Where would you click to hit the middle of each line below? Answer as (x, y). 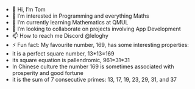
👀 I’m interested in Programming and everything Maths (80, 16)
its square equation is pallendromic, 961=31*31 (71, 60)
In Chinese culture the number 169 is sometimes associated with (93, 66)
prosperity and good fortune (48, 73)
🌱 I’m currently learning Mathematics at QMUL (70, 22)
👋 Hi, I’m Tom (29, 9)
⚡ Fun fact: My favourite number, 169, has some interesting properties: (100, 45)
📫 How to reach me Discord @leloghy (60, 36)
